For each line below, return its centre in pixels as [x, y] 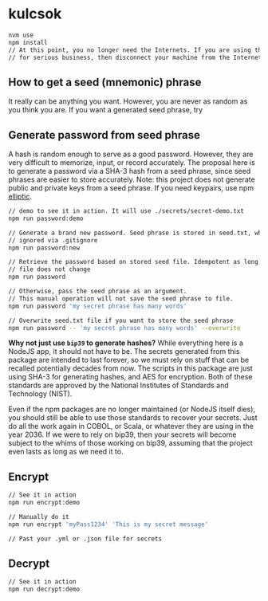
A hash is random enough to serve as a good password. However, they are [131, 154]
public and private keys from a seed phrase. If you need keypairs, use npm [131, 188]
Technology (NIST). [40, 394]
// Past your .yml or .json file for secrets [85, 539]
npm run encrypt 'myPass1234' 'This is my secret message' [108, 524]
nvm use [21, 35]
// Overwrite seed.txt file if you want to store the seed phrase [121, 320]
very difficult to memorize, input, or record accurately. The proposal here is [132, 163]
